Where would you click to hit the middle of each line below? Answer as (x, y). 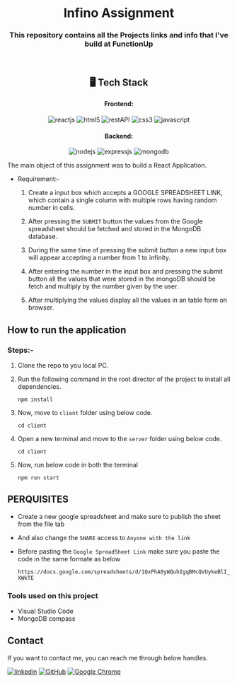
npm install (35, 399)
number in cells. (52, 208)
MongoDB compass (46, 619)
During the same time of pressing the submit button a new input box (127, 250)
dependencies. (39, 386)
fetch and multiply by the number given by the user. (103, 286)
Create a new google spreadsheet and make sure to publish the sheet (119, 516)
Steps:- (21, 350)
